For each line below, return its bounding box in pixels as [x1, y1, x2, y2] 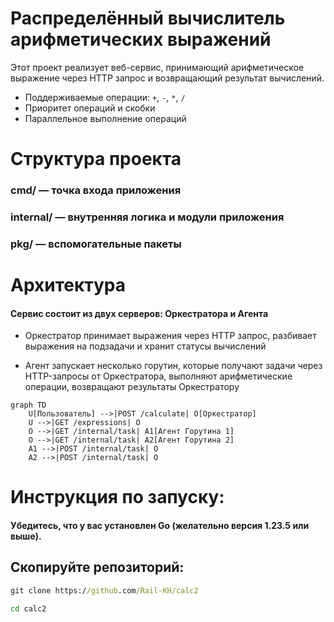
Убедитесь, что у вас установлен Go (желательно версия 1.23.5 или [10, 520, 310, 532]
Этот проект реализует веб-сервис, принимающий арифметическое [10, 61, 305, 73]
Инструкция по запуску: [10, 486, 225, 509]
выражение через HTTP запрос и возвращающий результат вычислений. [10, 72, 325, 84]
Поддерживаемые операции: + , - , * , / [24, 91, 186, 103]
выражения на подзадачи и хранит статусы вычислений [24, 340, 267, 352]
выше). [10, 530, 42, 542]
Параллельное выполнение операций [24, 112, 187, 124]
